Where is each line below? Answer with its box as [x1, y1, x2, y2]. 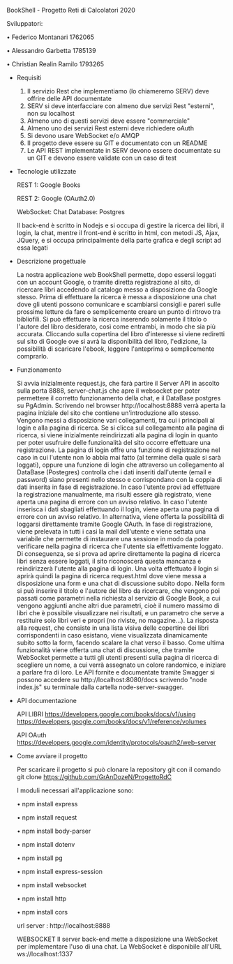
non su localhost [27, 110, 75, 117]
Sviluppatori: [6, 20, 43, 27]
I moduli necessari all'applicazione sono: [16, 786, 134, 794]
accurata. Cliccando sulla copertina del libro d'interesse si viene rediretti [16, 330, 225, 338]
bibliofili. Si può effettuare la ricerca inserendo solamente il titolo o [16, 315, 207, 323]
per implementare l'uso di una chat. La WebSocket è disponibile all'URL [16, 942, 223, 951]
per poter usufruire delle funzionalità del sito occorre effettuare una [16, 439, 211, 446]
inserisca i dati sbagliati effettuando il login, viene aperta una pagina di [16, 505, 220, 513]
